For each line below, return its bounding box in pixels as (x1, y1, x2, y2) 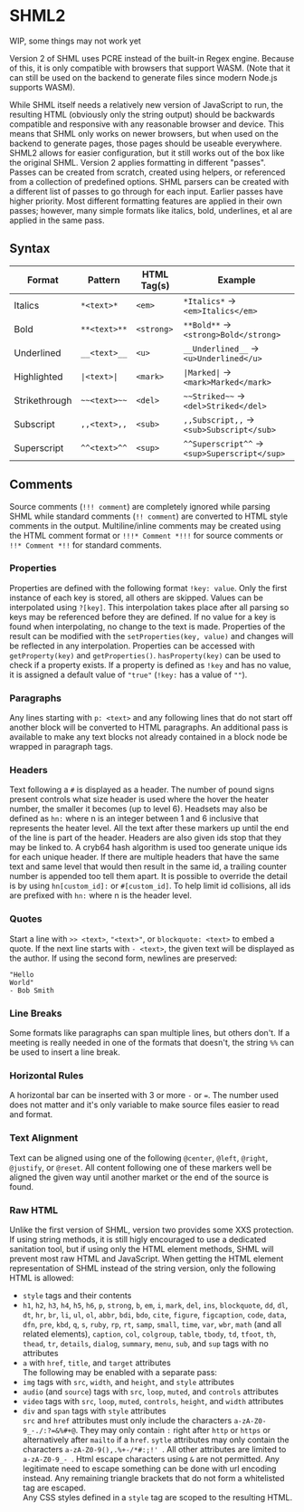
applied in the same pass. (9, 215, 106, 225)
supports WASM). (9, 81, 75, 92)
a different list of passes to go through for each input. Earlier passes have (9, 186, 283, 196)
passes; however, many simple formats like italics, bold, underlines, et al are (9, 205, 292, 215)
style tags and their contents (22, 1289, 132, 1300)
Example (217, 273, 256, 286)
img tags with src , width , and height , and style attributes (22, 1376, 235, 1387)
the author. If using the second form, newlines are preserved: (9, 952, 238, 963)
